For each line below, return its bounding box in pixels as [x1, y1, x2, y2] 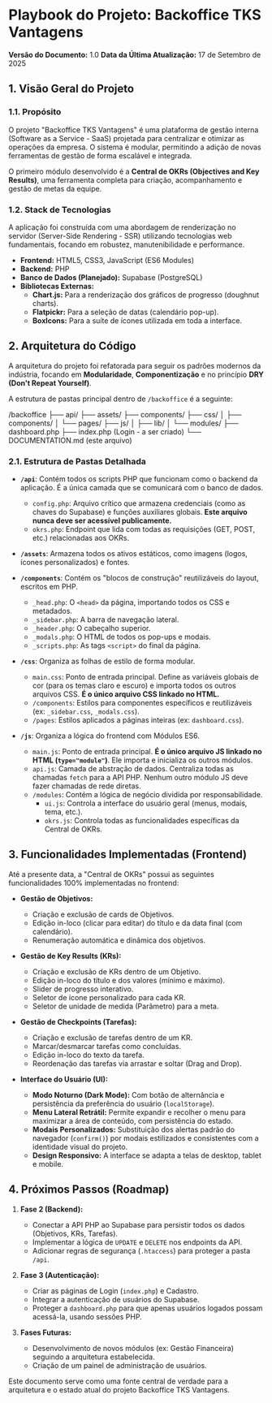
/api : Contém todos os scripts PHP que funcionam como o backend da [19, 474, 258, 484]
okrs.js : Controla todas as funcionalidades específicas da [44, 816, 240, 826]
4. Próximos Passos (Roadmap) [8, 1183, 170, 1197]
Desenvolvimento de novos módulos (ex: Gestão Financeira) [32, 1343, 234, 1353]
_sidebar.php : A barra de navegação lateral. [32, 615, 179, 624]
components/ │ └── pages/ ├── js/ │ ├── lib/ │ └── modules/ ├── [8, 418, 239, 428]
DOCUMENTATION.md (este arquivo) [8, 435, 132, 445]
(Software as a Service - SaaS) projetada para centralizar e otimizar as [8, 133, 245, 143]
